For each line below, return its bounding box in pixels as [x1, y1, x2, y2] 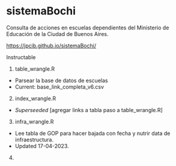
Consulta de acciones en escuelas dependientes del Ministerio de [6, 24, 169, 31]
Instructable [6, 53, 36, 61]
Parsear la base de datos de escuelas [14, 77, 108, 84]
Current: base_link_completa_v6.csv [14, 83, 104, 90]
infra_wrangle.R [14, 118, 54, 125]
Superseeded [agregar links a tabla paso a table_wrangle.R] [14, 106, 163, 113]
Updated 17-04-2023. [14, 142, 69, 149]
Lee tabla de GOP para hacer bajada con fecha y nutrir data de [14, 129, 171, 137]
